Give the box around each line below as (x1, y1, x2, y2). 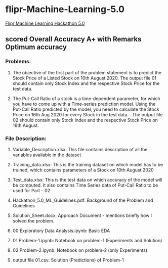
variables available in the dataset (12, 152, 81, 158)
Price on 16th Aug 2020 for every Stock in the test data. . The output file (12, 111, 163, 117)
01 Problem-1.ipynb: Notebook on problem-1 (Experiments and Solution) (12, 237, 162, 243)
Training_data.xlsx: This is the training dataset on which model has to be (12, 161, 163, 167)
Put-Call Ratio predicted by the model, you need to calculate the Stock (12, 106, 159, 112)
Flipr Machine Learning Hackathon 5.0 (5, 20, 85, 26)
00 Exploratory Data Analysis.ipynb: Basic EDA (12, 228, 110, 234)
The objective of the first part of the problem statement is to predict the (12, 69, 162, 75)
